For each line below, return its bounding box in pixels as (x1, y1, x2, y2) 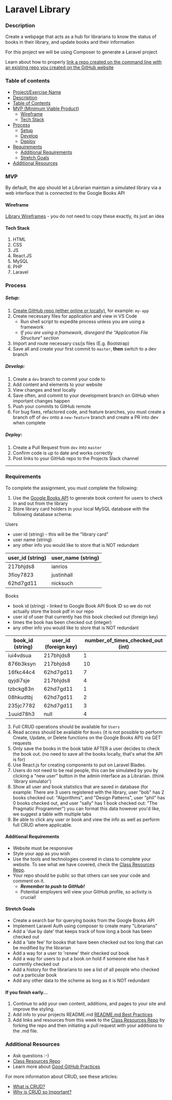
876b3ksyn (8, 660, 36, 667)
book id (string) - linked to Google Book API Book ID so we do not (12, 602, 151, 609)
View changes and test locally (12, 387, 76, 393)
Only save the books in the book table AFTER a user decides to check (12, 745, 160, 751)
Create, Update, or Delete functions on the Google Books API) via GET (12, 734, 161, 741)
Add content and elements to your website (12, 381, 102, 388)
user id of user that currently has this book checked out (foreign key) (12, 613, 159, 620)
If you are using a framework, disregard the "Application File (20, 329, 148, 336)
